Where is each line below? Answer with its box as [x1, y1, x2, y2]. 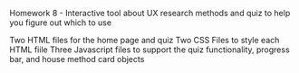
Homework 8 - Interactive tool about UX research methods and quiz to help [9, 8, 291, 18]
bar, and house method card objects [9, 54, 145, 64]
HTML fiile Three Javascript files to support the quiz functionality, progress [9, 44, 290, 55]
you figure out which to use [9, 17, 111, 28]
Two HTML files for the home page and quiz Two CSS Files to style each [9, 35, 280, 45]
